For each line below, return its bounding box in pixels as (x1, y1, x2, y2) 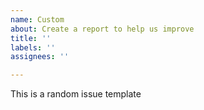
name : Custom (10, 14, 65, 25)
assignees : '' (10, 52, 70, 62)
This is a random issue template (10, 88, 142, 100)
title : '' (10, 33, 52, 43)
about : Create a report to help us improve (10, 24, 195, 34)
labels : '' (10, 42, 56, 53)
